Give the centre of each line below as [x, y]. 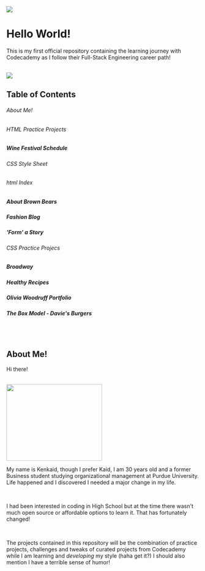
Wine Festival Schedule [37, 148]
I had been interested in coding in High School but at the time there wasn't [100, 506]
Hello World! [39, 34]
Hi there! [17, 369]
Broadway [20, 267]
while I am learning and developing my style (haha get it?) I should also [96, 556]
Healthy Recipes [28, 282]
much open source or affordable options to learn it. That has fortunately [97, 512]
